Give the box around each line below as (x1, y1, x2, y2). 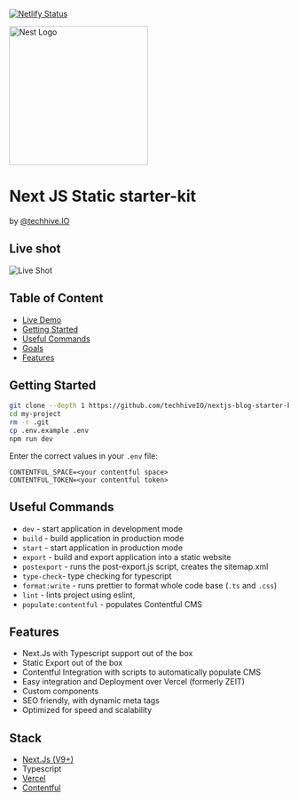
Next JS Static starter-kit (9, 187, 197, 206)
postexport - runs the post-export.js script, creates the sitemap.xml (21, 561, 269, 572)
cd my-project (9, 410, 62, 419)
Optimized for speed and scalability (21, 705, 153, 716)
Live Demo (21, 314, 62, 324)
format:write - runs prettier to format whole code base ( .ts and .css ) (21, 580, 278, 590)
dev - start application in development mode (21, 523, 184, 533)
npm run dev (9, 434, 53, 444)
